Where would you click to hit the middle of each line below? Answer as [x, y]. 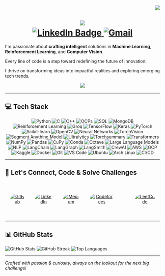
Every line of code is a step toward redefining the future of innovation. [76, 61]
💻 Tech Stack [27, 107]
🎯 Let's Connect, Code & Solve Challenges [71, 172]
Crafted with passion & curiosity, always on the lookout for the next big [77, 263]
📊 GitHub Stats [29, 234]
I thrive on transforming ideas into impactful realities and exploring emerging [82, 70]
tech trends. [17, 76]
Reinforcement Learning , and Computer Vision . [54, 52]
